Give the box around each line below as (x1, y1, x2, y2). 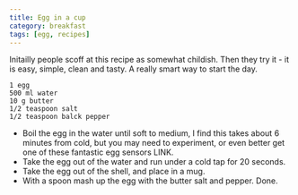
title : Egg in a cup (9, 13, 87, 22)
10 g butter (9, 97, 54, 106)
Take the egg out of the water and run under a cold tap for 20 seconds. (22, 157, 286, 167)
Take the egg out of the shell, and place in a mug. (22, 166, 206, 177)
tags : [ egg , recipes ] (9, 30, 91, 38)
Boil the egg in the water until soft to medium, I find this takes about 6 (22, 128, 280, 139)
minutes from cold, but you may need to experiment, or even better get (22, 138, 285, 148)
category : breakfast (9, 21, 87, 30)
